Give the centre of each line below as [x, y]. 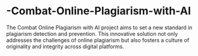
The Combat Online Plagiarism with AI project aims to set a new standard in [99, 27]
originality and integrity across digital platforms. [65, 46]
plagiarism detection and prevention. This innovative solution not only [92, 33]
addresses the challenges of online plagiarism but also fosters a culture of [98, 40]
